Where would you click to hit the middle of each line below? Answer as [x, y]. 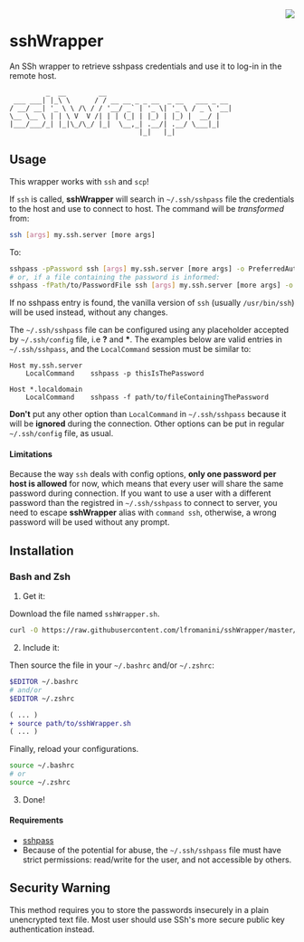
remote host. [33, 75]
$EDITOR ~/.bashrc [44, 682]
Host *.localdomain [46, 390]
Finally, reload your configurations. [74, 749]
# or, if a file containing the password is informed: [115, 277]
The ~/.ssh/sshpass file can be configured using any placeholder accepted [149, 330]
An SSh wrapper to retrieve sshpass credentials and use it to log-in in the [146, 66]
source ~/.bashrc [42, 766]
